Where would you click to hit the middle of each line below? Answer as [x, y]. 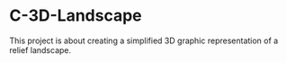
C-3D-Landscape [76, 16]
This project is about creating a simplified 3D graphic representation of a [144, 40]
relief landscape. [40, 49]
